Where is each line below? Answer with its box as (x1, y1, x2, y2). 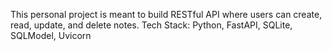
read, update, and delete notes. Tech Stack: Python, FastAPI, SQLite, (10, 19, 293, 31)
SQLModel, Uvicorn (10, 30, 92, 41)
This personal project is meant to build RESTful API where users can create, (10, 9, 323, 20)
